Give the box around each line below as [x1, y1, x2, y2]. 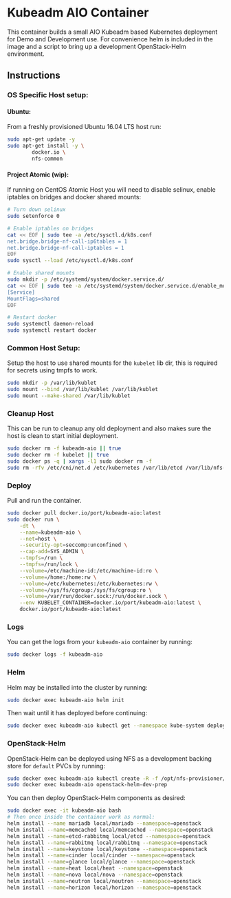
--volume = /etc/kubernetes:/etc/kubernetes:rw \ [19, 580, 158, 587]
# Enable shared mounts [7, 270, 76, 277]
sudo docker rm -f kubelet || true [7, 452, 109, 459]
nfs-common [32, 155, 63, 163]
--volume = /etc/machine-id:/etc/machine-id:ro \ [19, 567, 158, 574]
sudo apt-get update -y [7, 136, 76, 143]
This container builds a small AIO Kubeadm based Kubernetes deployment [7, 28, 218, 36]
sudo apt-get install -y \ [7, 143, 85, 150]
